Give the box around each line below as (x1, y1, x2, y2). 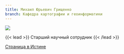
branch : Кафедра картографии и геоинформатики (5, 12, 103, 17)
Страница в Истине (5, 43, 46, 49)
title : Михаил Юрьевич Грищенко (5, 7, 72, 12)
